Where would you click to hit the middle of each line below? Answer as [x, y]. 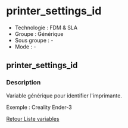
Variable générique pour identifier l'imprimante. [64, 95]
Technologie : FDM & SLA [46, 28]
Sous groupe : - [34, 40]
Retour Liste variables [33, 118]
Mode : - [25, 47]
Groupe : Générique [39, 33]
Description [24, 83]
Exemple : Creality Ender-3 [39, 107]
